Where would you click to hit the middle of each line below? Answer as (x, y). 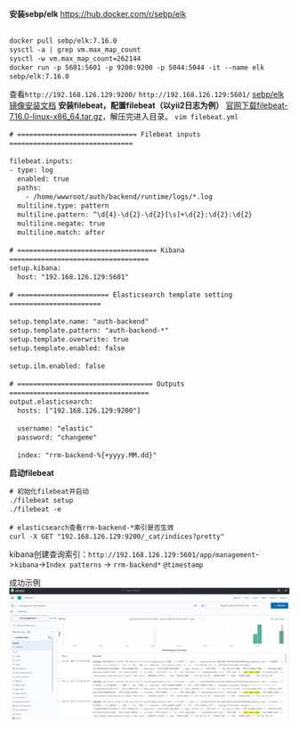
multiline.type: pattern (63, 206)
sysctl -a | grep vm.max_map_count (75, 50)
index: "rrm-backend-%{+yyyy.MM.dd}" (87, 455)
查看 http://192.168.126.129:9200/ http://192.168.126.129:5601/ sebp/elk (147, 94)
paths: (29, 188)
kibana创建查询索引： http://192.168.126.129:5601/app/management (133, 554)
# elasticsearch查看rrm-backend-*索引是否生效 (92, 528)
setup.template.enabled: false (67, 348)
